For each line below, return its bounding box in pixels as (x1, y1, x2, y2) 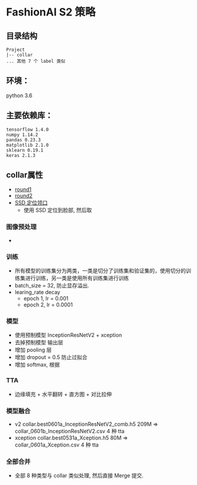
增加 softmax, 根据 (14, 361, 60, 368)
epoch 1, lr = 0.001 (23, 295, 69, 302)
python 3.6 (6, 92, 33, 99)
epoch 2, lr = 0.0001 (23, 301, 73, 308)
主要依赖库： (6, 111, 53, 121)
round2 (14, 192, 33, 199)
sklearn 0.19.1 (6, 147, 44, 153)
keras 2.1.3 (6, 152, 35, 159)
